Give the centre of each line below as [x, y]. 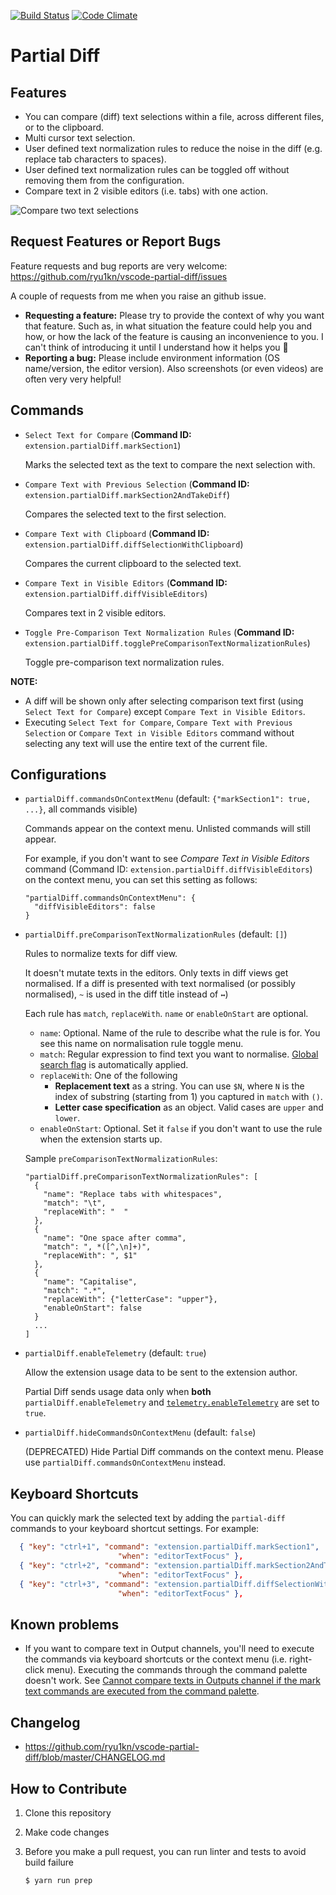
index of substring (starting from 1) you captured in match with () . [188, 1097]
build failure [49, 1862]
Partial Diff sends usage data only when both [118, 1392]
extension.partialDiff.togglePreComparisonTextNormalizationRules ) [167, 642]
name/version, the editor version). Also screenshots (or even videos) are [174, 368]
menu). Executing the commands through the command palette [177, 1670]
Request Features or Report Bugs [116, 241]
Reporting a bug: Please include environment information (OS [152, 357]
